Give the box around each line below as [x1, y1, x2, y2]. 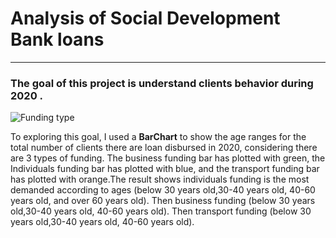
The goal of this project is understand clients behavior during [10, 76, 314, 90]
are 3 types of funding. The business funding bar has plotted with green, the [10, 152, 326, 164]
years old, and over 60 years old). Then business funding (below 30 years [10, 195, 316, 207]
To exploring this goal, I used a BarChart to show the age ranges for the [10, 131, 307, 143]
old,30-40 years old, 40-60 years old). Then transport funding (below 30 [10, 205, 312, 217]
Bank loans [10, 28, 105, 51]
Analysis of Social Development [10, 7, 281, 30]
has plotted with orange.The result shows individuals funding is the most [10, 173, 310, 186]
